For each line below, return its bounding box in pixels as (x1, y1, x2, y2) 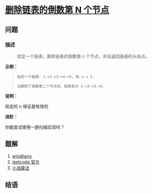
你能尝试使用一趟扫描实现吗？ (5, 124, 65, 130)
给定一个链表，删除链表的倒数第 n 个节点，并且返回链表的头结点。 (17, 53, 150, 59)
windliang (12, 153, 32, 159)
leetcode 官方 (12, 159, 40, 165)
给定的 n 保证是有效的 (5, 103, 49, 109)
